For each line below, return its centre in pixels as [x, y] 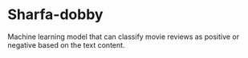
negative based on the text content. [66, 44]
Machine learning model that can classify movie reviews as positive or [124, 37]
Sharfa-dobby [55, 15]
